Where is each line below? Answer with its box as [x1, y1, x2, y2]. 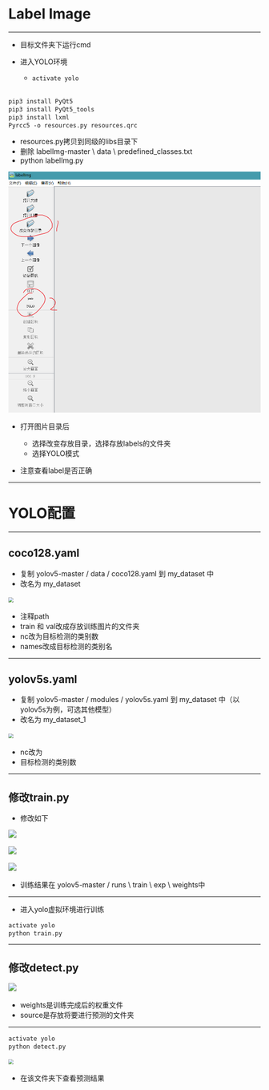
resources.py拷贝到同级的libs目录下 [19, 136, 139, 146]
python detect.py [8, 1043, 66, 1051]
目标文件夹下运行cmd [19, 39, 91, 49]
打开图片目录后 [19, 422, 70, 431]
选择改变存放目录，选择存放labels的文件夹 [31, 438, 171, 448]
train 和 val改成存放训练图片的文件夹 [19, 621, 140, 631]
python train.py [8, 930, 62, 938]
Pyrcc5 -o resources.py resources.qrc [8, 121, 138, 129]
